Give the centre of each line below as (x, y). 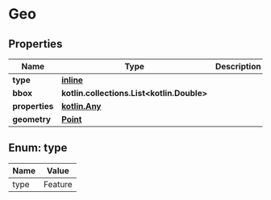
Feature (58, 184)
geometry (31, 119)
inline (72, 80)
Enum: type (38, 148)
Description (238, 67)
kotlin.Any (81, 106)
